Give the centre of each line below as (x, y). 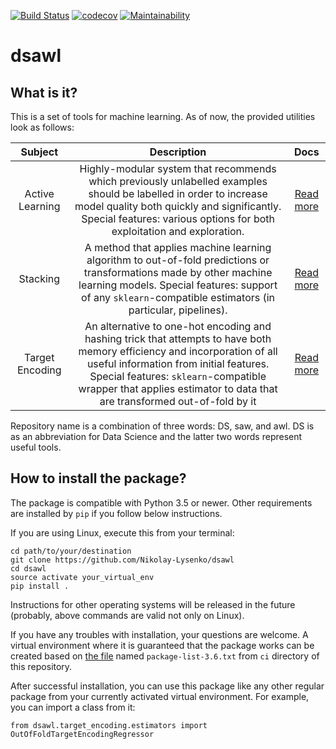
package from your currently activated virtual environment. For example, (160, 696)
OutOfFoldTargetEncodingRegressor (82, 734)
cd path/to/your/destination (71, 551)
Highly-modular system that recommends (178, 168)
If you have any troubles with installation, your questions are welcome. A (159, 634)
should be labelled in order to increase (178, 193)
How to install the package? (98, 478)
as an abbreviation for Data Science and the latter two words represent (156, 436)
